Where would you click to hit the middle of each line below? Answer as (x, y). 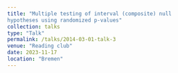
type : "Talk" (26, 33)
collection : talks (34, 26)
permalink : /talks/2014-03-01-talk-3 (62, 40)
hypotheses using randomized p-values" (65, 20)
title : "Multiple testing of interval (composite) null (89, 14)
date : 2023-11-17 (32, 53)
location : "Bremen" (35, 59)
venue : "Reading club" (40, 46)
